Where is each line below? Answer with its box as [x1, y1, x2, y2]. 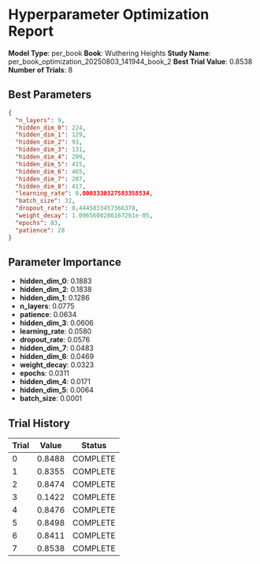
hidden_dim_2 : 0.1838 [19, 285, 92, 294]
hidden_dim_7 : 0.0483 [19, 343, 95, 353]
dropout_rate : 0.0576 [19, 335, 91, 345]
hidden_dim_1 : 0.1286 [19, 293, 91, 303]
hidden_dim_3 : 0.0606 [19, 318, 95, 328]
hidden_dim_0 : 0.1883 [19, 276, 92, 286]
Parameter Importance [8, 255, 122, 269]
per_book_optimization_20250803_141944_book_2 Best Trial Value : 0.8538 [8, 57, 253, 66]
